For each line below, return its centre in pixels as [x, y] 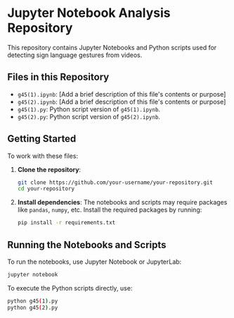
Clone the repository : [49, 169]
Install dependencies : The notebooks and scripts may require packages [122, 202]
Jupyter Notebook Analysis [89, 13]
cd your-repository [46, 189]
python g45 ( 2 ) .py [33, 307]
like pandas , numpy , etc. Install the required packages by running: [110, 210]
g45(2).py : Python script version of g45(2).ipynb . [89, 116]
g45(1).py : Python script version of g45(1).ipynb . [89, 109]
